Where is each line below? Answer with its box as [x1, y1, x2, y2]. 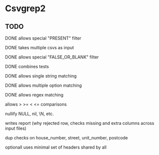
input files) [5, 125, 27, 131]
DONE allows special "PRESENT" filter [5, 35, 82, 41]
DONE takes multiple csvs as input [5, 45, 74, 50]
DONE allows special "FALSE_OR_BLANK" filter [5, 54, 99, 60]
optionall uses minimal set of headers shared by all [5, 144, 107, 150]
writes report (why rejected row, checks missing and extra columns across [5, 120, 155, 126]
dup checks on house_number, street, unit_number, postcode [5, 135, 128, 140]
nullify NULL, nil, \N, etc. [5, 111, 54, 116]
